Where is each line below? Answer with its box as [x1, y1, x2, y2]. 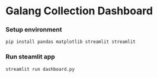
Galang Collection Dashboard [5, 4, 153, 18]
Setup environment [5, 26, 63, 34]
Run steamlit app [5, 52, 56, 61]
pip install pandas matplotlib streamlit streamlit [5, 39, 136, 45]
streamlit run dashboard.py [5, 66, 75, 72]
